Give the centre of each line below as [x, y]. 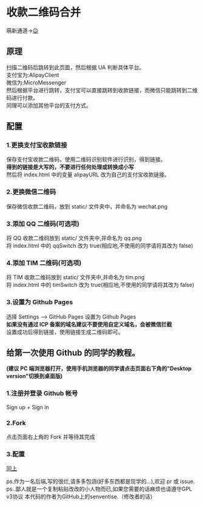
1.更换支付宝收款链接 [37, 145]
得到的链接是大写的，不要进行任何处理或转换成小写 [70, 167]
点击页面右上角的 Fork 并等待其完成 [51, 437]
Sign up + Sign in [28, 407]
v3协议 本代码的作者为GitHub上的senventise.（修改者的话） [81, 497]
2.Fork [16, 423]
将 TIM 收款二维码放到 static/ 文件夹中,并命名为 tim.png [75, 277]
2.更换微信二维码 [31, 192]
